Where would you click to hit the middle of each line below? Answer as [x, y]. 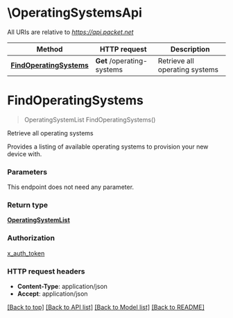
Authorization [31, 238]
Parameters [27, 171]
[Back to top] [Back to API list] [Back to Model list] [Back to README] [106, 308]
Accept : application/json [52, 294]
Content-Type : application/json [62, 287]
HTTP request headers [46, 271]
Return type [28, 205]
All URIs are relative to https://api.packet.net [70, 32]
